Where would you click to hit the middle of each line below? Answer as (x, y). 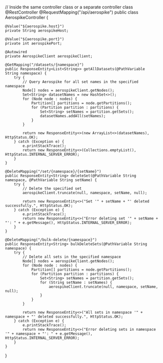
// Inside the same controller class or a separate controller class (69, 7)
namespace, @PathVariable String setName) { (51, 180)
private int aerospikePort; (34, 43)
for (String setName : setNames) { (76, 282)
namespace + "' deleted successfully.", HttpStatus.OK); (64, 317)
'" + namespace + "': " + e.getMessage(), (49, 334)
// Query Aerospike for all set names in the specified (81, 82)
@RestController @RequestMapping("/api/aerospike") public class (72, 12)
